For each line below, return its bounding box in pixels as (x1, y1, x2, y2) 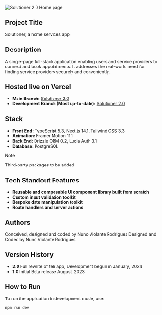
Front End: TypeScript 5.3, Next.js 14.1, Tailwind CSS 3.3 (12, 128, 125, 133)
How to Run (5, 283, 41, 291)
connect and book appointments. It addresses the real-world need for (5, 64, 145, 69)
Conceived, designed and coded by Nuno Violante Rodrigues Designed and (5, 231, 157, 237)
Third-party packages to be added (5, 162, 74, 168)
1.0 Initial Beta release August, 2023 (12, 268, 85, 274)
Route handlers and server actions (12, 204, 84, 211)
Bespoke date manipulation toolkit (12, 199, 83, 205)
